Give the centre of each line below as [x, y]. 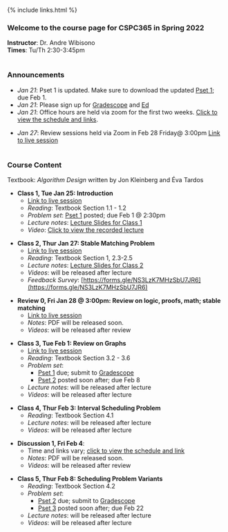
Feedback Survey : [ [55, 280]
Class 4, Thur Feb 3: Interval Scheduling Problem [89, 408]
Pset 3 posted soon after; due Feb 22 [91, 508]
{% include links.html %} [42, 10]
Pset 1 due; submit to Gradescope [86, 373]
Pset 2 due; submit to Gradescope [87, 501]
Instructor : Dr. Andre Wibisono [51, 43]
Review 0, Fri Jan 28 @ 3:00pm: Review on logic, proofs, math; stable [119, 301]
